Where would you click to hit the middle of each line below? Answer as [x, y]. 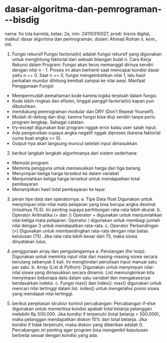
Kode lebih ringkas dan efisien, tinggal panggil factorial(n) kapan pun [83, 100]
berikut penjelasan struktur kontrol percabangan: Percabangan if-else [84, 303]
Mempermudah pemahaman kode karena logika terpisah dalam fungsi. [85, 95]
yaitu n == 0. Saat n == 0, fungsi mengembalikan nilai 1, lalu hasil [79, 75]
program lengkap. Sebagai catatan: [48, 122]
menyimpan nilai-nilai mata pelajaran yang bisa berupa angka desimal [84, 204]
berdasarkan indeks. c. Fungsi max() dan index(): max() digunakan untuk [87, 283]
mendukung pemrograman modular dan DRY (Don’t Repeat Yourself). [83, 111]
